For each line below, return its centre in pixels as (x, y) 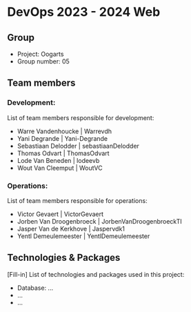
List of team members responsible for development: (81, 117)
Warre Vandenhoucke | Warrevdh (64, 131)
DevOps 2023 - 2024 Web (84, 12)
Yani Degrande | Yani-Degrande (62, 138)
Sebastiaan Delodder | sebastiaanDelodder (78, 146)
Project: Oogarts (40, 54)
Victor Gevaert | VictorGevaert (60, 214)
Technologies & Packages (64, 258)
